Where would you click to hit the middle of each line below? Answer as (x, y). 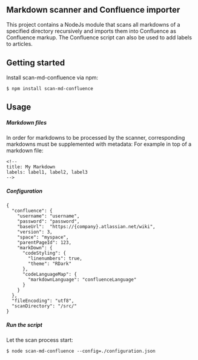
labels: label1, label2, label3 (47, 172)
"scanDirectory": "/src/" (45, 306)
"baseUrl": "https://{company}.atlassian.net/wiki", (86, 226)
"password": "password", (48, 221)
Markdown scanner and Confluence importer (93, 10)
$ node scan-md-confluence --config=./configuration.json (81, 351)
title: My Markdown (31, 167)
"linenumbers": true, (55, 258)
